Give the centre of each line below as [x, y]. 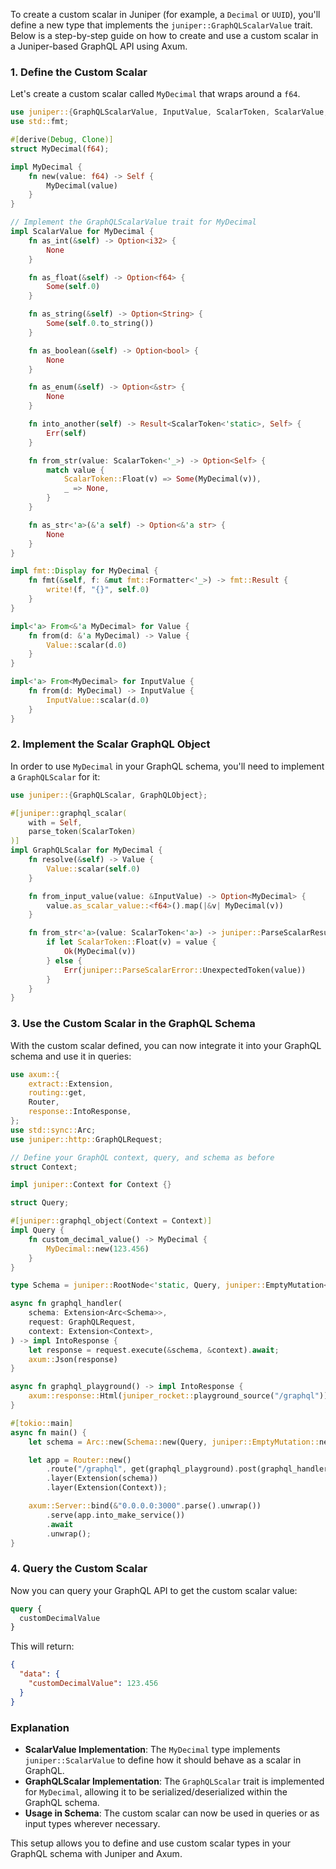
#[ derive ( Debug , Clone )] [62, 140]
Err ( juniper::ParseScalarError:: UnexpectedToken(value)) [185, 970]
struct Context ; [44, 1167]
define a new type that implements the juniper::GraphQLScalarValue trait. [161, 25]
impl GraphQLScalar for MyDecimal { [86, 850]
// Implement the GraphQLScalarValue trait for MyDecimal [133, 222]
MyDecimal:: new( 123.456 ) [98, 1249]
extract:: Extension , [71, 1084]
